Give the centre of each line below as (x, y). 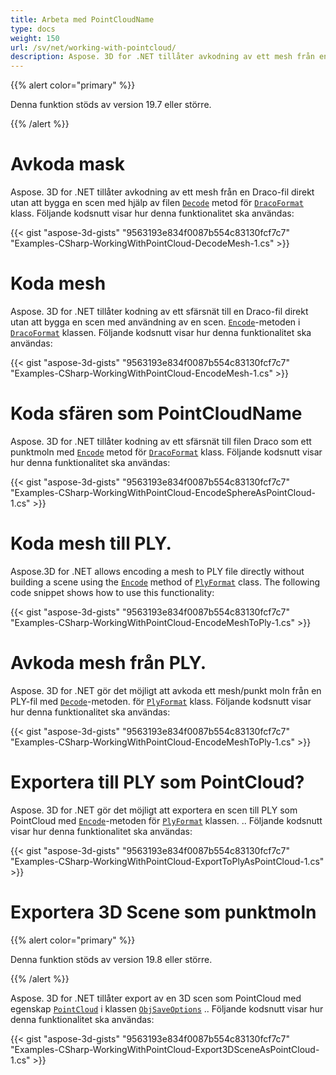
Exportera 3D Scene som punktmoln (163, 912)
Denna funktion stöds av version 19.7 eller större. (111, 105)
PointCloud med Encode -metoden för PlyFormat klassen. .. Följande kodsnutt (166, 820)
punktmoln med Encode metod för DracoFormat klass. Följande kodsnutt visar (166, 452)
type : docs (33, 29)
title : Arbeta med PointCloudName (82, 19)
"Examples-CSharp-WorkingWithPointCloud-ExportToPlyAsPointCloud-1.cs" (167, 861)
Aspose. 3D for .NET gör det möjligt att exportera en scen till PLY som (154, 810)
